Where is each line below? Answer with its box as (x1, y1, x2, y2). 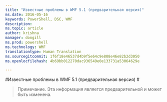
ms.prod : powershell (5, 40, 48, 45)
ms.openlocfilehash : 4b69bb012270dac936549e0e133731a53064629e (5, 58, 140, 63)
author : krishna (5, 30, 39, 35)
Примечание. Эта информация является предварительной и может (17, 86, 162, 92)
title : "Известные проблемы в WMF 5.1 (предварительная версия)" (5, 7, 144, 12)
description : (5, 21, 32, 26)
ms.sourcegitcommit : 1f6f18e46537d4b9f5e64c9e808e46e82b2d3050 (5, 53, 140, 59)
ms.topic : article (5, 26, 43, 31)
